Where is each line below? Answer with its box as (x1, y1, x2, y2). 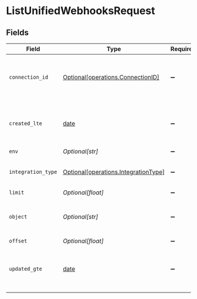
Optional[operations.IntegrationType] (62, 168, 165, 176)
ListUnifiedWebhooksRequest (6, 4, 155, 18)
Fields (6, 28, 29, 38)
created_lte (9, 120, 43, 127)
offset (9, 238, 28, 244)
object (9, 213, 28, 220)
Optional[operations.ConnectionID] (62, 73, 159, 81)
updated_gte (9, 266, 43, 272)
